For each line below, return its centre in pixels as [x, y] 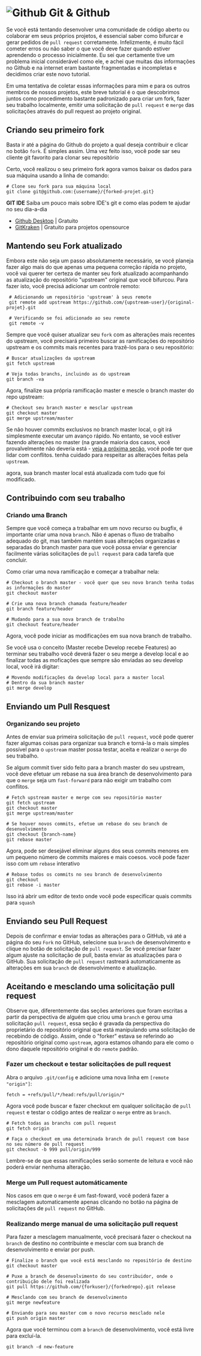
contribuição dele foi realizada [48, 1282]
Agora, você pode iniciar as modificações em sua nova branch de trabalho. [99, 636]
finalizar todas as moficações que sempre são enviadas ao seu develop [94, 660]
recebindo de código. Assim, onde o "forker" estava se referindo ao [90, 1036]
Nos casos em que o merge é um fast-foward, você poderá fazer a [88, 1196]
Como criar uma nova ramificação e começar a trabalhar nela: [83, 572]
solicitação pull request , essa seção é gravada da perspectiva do [88, 1023]
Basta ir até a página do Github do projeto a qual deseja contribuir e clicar [97, 145]
